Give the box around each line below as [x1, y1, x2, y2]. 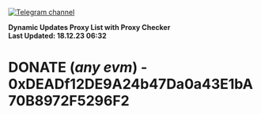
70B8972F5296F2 [8, 92, 130, 110]
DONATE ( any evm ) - [8, 59, 148, 76]
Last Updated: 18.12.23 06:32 [8, 31, 107, 40]
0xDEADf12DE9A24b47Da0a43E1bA [8, 75, 253, 94]
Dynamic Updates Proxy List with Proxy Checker [8, 23, 171, 31]
